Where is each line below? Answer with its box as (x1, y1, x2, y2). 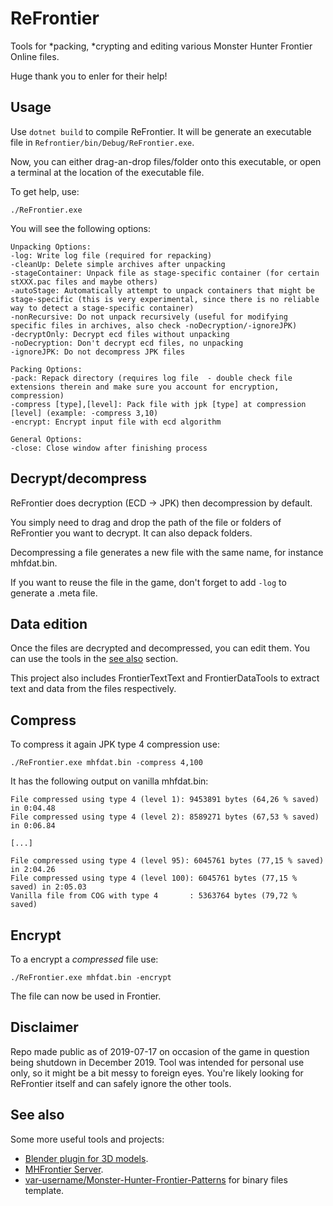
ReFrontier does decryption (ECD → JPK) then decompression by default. (10, 497, 313, 509)
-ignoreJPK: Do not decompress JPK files (10, 347, 186, 357)
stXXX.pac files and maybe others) (10, 277, 159, 287)
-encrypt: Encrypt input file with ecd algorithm (10, 417, 222, 427)
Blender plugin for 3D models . (24, 1152, 149, 1164)
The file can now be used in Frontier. (10, 990, 162, 1002)
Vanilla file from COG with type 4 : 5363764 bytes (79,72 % (10, 891, 298, 901)
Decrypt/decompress (10, 470, 148, 487)
